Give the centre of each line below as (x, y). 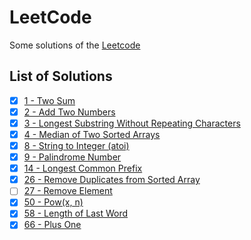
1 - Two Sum (49, 100)
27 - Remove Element (68, 191)
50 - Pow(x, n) (53, 202)
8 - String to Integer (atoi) (76, 145)
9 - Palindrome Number (72, 157)
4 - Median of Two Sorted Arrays (92, 134)
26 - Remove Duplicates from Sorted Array (112, 180)
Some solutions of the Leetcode (75, 45)
